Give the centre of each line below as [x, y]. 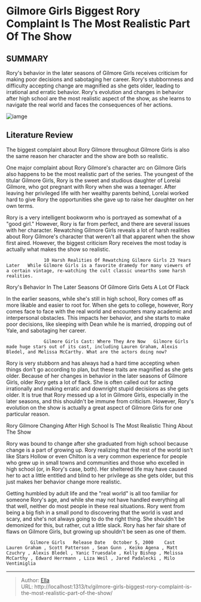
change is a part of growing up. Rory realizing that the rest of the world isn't [100, 450]
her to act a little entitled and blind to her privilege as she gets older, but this [100, 475]
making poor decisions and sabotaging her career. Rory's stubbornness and [100, 79]
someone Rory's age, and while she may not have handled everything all [96, 500]
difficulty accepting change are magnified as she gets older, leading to [93, 86]
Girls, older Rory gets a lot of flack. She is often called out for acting [90, 382]
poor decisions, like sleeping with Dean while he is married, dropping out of [99, 324]
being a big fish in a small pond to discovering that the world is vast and [95, 512]
